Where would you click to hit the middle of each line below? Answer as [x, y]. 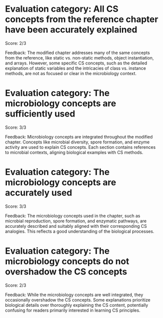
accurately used [39, 193]
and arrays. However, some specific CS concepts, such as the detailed [76, 63]
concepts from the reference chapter [82, 19]
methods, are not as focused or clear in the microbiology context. [71, 73]
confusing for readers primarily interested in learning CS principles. [73, 310]
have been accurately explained [71, 30]
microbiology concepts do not [67, 261]
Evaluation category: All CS [62, 9]
